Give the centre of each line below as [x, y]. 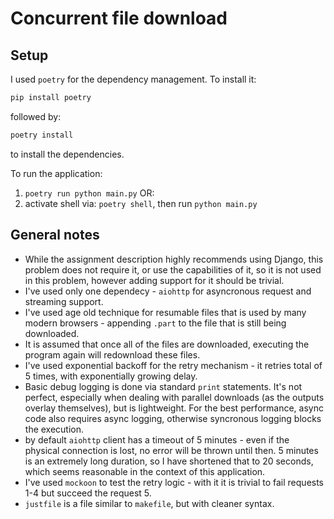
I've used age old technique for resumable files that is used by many [165, 312]
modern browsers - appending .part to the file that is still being [155, 323]
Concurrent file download [119, 18]
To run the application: [56, 173]
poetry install [42, 135]
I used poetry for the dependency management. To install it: [133, 79]
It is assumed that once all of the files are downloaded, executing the [167, 344]
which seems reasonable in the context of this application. [145, 471]
